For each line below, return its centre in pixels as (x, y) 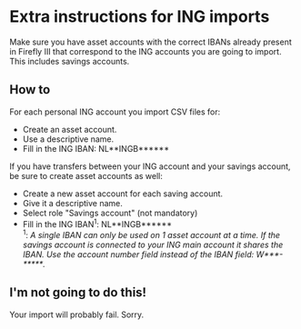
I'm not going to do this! (78, 293)
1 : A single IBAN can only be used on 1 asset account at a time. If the (151, 234)
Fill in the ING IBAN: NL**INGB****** (96, 148)
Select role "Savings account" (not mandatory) (110, 213)
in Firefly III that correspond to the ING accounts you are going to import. (145, 51)
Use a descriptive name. (68, 139)
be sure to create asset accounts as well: (86, 175)
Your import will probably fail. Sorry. (77, 314)
